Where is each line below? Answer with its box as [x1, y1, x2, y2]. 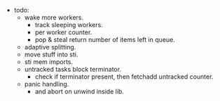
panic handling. [24, 80, 69, 88]
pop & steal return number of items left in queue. [34, 36, 175, 44]
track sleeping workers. [34, 21, 103, 29]
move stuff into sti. [24, 50, 78, 59]
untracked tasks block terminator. [24, 65, 121, 73]
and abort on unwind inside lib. [34, 87, 125, 95]
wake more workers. [24, 13, 84, 22]
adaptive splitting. [24, 43, 76, 51]
